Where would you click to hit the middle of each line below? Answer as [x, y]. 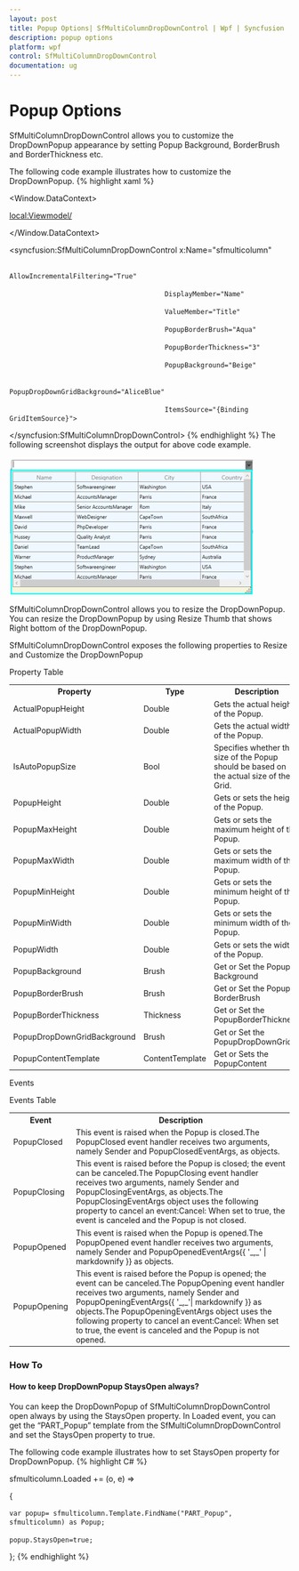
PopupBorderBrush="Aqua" [210, 329]
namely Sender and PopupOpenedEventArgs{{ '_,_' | [171, 1252]
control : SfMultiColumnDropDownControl [83, 56]
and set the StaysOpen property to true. [82, 1434]
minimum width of [246, 923]
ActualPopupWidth [47, 730]
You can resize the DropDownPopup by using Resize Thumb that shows [141, 618]
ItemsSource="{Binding [206, 409]
